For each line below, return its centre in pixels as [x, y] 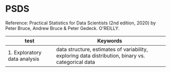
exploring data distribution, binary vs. [101, 55]
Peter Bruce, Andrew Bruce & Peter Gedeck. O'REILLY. [62, 28]
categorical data [76, 62]
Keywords [110, 41]
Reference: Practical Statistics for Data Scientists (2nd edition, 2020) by [81, 23]
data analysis [24, 59]
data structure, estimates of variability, [102, 49]
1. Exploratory [25, 52]
